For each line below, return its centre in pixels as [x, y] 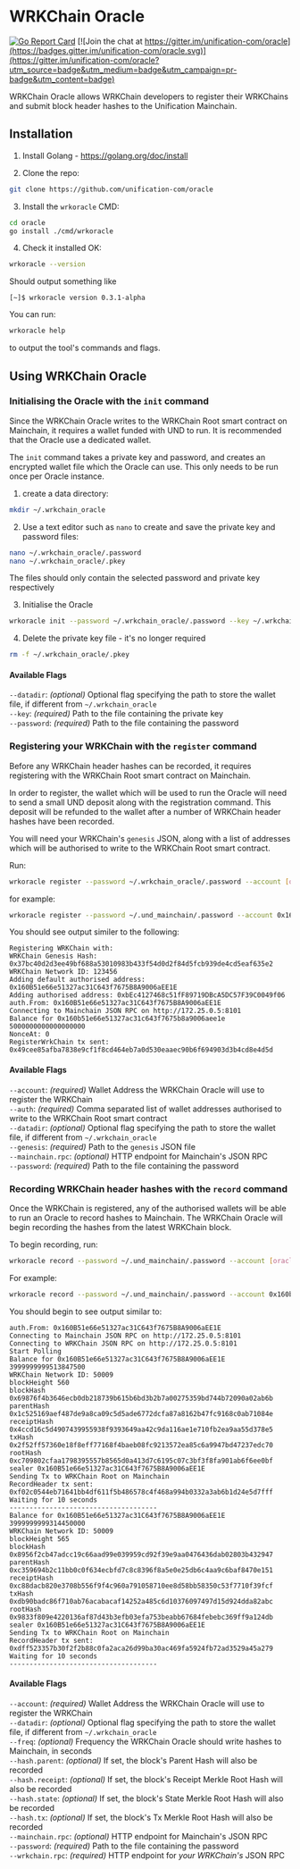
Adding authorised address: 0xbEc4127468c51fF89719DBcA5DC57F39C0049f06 [147, 995]
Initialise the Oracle [58, 605]
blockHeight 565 [39, 1538]
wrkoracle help [37, 331]
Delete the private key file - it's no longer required [114, 638]
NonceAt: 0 [29, 1035]
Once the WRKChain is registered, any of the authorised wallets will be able [148, 1208]
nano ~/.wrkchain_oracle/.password [75, 553]
